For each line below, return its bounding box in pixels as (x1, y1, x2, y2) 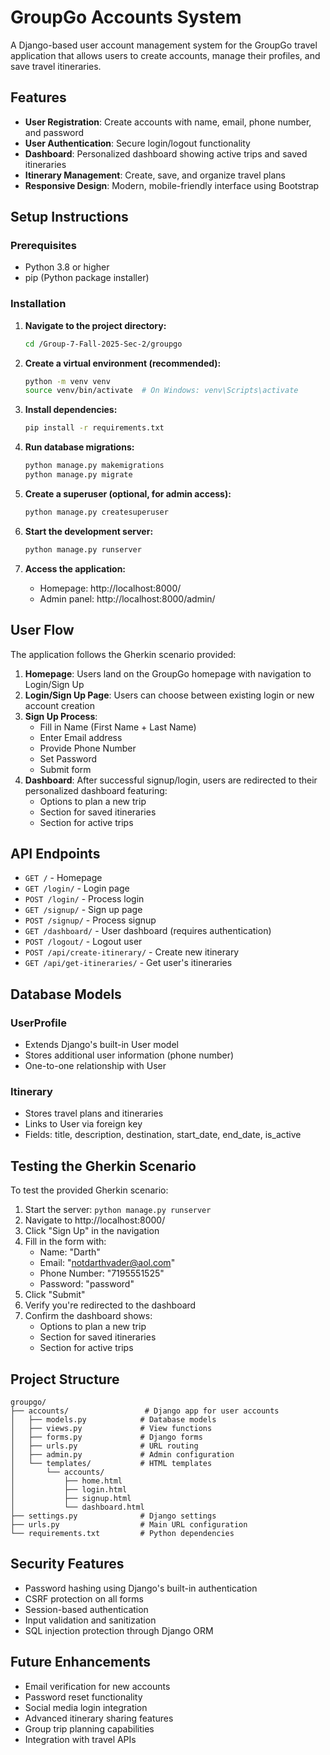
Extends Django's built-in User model (24, 1039, 179, 1051)
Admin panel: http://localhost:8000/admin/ (39, 592, 216, 605)
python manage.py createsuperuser (24, 507, 169, 517)
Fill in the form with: (24, 1236, 107, 1248)
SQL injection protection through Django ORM (24, 1624, 214, 1636)
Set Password (39, 752, 98, 765)
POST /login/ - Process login (24, 893, 145, 905)
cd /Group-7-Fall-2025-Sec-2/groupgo (24, 339, 183, 349)
